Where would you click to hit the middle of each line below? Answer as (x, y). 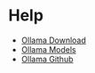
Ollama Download (53, 40)
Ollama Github (47, 59)
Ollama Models (48, 49)
